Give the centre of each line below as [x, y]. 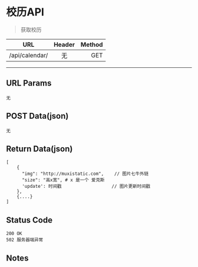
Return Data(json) [39, 149]
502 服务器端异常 [24, 240]
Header [65, 44]
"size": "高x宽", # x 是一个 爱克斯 [63, 180]
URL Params [29, 83]
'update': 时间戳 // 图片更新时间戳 [86, 187]
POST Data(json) [37, 116]
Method [92, 44]
